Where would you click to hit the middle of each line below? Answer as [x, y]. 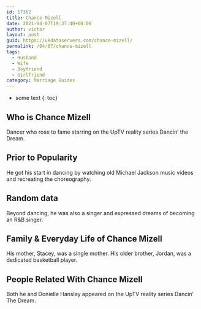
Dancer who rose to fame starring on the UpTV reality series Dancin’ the [97, 132]
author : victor [26, 29]
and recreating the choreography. [49, 179]
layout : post [23, 35]
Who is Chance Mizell [48, 117]
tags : [13, 52]
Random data [32, 198]
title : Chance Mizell [34, 18]
